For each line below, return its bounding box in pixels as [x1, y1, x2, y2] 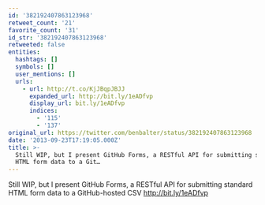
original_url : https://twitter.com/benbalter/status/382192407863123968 [8, 129, 252, 136]
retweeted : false [8, 41, 65, 49]
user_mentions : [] [15, 70, 77, 78]
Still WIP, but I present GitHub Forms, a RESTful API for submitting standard [8, 180, 253, 189]
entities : [8, 48, 41, 56]
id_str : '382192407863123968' [8, 33, 108, 42]
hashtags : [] [15, 56, 58, 64]
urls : [15, 77, 34, 85]
